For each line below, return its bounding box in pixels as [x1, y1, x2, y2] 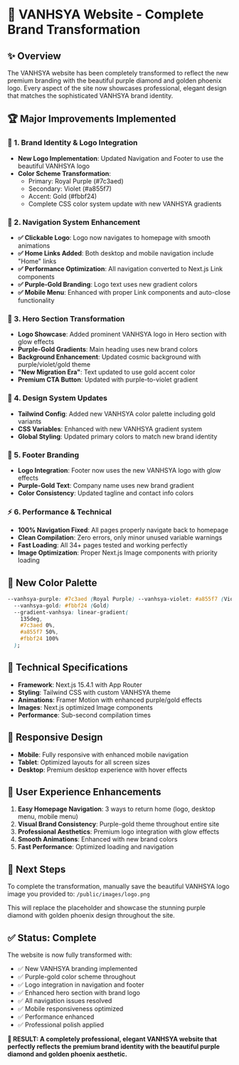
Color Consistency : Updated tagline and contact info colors [17, 488, 194, 497]
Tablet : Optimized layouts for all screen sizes [17, 757, 151, 766]
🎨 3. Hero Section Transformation [7, 313, 125, 323]
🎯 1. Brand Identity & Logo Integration [7, 138, 138, 148]
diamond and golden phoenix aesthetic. [7, 1050, 128, 1059]
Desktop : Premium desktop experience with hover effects [17, 765, 188, 774]
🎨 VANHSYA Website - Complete [7, 6, 204, 23]
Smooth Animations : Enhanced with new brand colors [17, 835, 178, 844]
